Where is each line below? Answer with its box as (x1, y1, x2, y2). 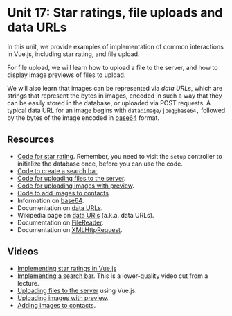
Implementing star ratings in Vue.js (17, 264, 117, 272)
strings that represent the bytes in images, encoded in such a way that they (7, 91, 223, 100)
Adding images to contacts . (17, 301, 96, 309)
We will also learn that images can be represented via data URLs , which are (7, 84, 223, 92)
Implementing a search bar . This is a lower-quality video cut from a (17, 272, 208, 280)
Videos (7, 246, 39, 258)
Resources (7, 134, 55, 146)
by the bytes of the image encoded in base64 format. (7, 113, 159, 122)
